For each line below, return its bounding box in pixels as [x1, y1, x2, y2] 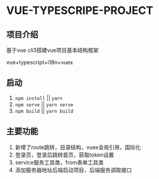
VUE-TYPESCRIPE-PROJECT [6, 4, 154, 18]
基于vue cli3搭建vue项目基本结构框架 [6, 47, 99, 53]
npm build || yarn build [15, 107, 74, 114]
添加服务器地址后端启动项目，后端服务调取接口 [15, 166, 132, 174]
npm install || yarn [15, 94, 63, 101]
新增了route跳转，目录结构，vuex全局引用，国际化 [15, 143, 141, 150]
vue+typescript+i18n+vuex [6, 59, 74, 66]
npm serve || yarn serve [15, 101, 74, 108]
